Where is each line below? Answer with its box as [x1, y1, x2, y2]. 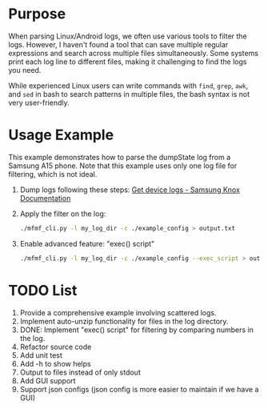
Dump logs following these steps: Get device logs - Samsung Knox [19, 185, 240, 194]
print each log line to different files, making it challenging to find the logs [8, 57, 247, 66]
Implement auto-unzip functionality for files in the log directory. [19, 316, 229, 326]
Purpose [8, 5, 66, 23]
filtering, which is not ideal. [8, 169, 98, 178]
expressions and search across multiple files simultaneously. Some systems [8, 48, 258, 58]
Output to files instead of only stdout [19, 367, 142, 377]
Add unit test [19, 350, 62, 360]
